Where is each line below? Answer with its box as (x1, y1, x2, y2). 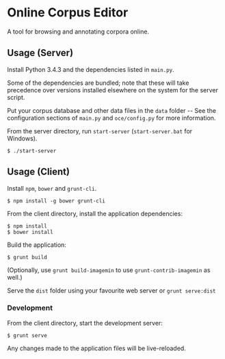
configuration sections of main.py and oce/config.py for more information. (7, 114, 216, 122)
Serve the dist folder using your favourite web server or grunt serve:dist (7, 286, 216, 295)
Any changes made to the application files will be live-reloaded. (7, 344, 186, 352)
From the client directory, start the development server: (7, 319, 163, 327)
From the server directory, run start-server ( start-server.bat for (7, 127, 193, 135)
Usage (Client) (7, 166, 70, 178)
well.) (7, 273, 23, 281)
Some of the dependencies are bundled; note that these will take (7, 79, 189, 87)
